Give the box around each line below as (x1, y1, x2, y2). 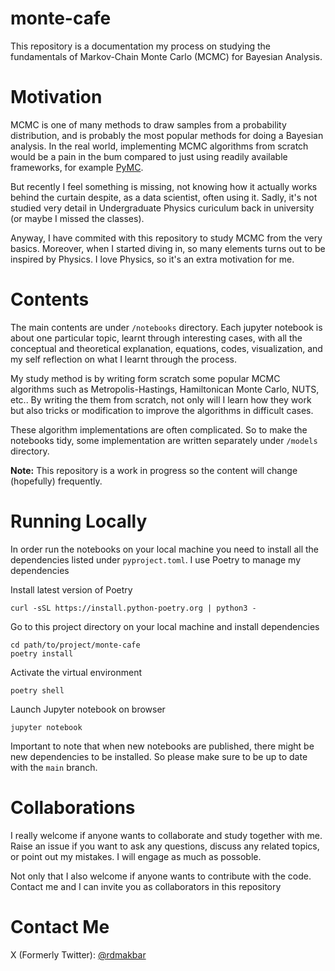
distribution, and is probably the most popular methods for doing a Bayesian (10, 129, 324, 141)
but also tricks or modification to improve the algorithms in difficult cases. (10, 404, 314, 416)
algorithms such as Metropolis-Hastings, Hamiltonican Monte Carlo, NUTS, (10, 383, 320, 395)
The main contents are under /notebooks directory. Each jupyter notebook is (10, 321, 323, 333)
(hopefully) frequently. (10, 475, 103, 487)
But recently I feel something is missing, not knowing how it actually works (10, 180, 318, 192)
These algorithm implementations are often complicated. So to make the (10, 423, 308, 436)
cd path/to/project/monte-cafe (10, 640, 141, 650)
